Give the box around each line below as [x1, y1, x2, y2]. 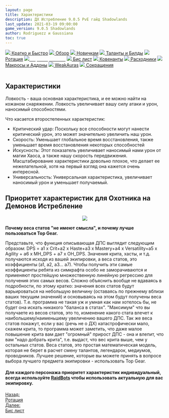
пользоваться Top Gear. [5, 230, 58, 236]
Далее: [5, 402, 21, 408]
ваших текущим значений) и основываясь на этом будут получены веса [5, 293, 161, 299]
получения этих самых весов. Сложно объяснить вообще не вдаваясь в [5, 277, 162, 283]
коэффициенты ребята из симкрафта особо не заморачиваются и [5, 267, 147, 273]
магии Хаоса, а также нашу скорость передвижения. [12, 152, 128, 159]
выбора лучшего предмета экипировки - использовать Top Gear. [5, 358, 146, 364]
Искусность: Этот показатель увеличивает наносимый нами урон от [12, 147, 161, 153]
